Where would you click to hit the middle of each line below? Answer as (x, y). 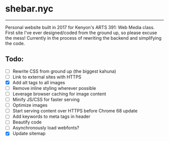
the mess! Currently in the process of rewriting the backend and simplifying (83, 38)
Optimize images (30, 105)
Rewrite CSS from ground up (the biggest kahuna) (64, 71)
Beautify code (27, 122)
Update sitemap (29, 133)
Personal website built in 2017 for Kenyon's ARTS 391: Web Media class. (80, 27)
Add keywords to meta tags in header (51, 116)
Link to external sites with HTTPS (47, 77)
